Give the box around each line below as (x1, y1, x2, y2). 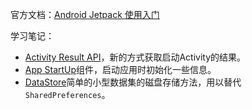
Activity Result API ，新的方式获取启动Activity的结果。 (24, 51, 247, 63)
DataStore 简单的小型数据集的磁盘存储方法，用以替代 (24, 76, 242, 88)
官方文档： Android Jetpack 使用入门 (10, 9, 160, 20)
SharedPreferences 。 (24, 89, 111, 100)
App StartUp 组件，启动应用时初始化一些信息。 (24, 64, 217, 75)
